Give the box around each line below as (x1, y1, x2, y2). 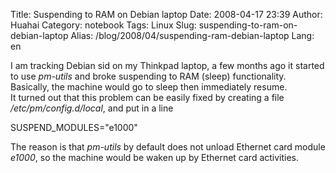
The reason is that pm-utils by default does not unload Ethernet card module (10, 141, 326, 153)
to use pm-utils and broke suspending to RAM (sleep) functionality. (10, 70, 287, 82)
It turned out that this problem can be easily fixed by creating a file (10, 92, 285, 103)
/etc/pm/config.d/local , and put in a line (10, 102, 174, 114)
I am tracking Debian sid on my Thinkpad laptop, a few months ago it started (10, 60, 325, 71)
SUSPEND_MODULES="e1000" (10, 122, 138, 133)
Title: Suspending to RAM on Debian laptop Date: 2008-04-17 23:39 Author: (10, 9, 323, 20)
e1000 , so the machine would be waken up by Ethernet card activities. (10, 152, 300, 163)
